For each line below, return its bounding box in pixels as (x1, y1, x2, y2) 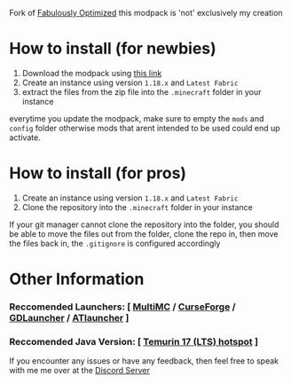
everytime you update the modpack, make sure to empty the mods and (9, 113, 264, 123)
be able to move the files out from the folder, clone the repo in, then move (9, 228, 279, 239)
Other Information (9, 270, 145, 289)
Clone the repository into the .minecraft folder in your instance (21, 201, 253, 212)
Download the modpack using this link (21, 67, 162, 78)
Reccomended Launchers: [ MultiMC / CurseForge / (9, 301, 237, 313)
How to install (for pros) (9, 163, 187, 184)
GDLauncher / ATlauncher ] (9, 311, 130, 324)
